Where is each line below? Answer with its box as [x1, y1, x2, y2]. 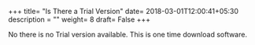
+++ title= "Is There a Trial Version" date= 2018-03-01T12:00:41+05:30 [8, 7, 238, 16]
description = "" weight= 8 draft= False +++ [8, 15, 151, 24]
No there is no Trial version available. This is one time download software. [8, 30, 248, 39]
